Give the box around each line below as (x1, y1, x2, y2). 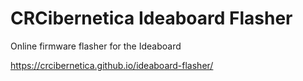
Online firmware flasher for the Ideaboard (10, 40, 182, 52)
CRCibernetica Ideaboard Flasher (10, 7, 293, 30)
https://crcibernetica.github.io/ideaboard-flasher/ (10, 59, 214, 71)
